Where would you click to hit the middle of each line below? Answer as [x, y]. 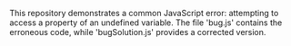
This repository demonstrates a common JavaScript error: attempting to [144, 13]
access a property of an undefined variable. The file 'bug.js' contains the [146, 23]
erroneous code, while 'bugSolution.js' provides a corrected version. [138, 32]
